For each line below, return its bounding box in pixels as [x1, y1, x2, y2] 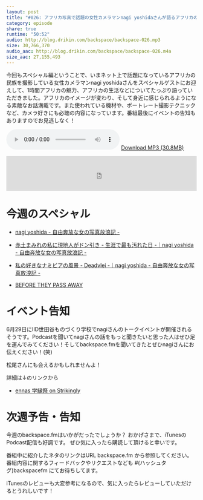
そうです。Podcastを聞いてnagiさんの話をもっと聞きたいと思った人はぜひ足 [6, 333, 196, 340]
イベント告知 [6, 304, 71, 318]
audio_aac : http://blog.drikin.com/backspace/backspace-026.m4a [6, 48, 172, 54]
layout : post [6, 8, 39, 15]
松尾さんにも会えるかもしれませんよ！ [6, 361, 101, 368]
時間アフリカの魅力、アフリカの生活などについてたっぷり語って [29, 86, 188, 94]
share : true [6, 25, 36, 32]
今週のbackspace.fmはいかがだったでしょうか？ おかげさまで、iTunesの [6, 431, 187, 439]
